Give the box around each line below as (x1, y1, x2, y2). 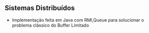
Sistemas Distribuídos (4, 4, 75, 12)
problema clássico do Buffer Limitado (11, 22, 89, 28)
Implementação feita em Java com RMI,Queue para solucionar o (11, 17, 144, 23)
